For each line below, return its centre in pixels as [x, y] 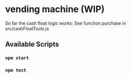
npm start [17, 58]
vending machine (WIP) [55, 9]
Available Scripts [32, 45]
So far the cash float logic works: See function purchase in [65, 23]
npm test [16, 70]
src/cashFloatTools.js [27, 28]
